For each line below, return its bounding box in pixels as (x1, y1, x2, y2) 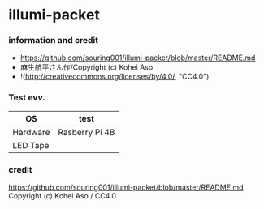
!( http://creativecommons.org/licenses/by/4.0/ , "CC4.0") (19, 71, 210, 82)
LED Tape (12, 139, 50, 151)
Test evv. (8, 92, 46, 103)
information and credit (8, 35, 99, 46)
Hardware (12, 126, 50, 138)
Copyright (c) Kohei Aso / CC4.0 (8, 191, 116, 201)
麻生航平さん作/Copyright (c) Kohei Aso (19, 62, 154, 72)
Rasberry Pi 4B (58, 126, 115, 138)
